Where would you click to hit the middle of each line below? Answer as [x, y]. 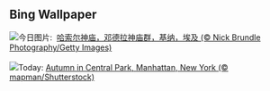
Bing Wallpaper [53, 15]
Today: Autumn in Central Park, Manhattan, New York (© [123, 67]
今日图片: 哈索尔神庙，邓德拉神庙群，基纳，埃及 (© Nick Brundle [139, 37]
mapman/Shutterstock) [52, 77]
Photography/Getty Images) [61, 47]
